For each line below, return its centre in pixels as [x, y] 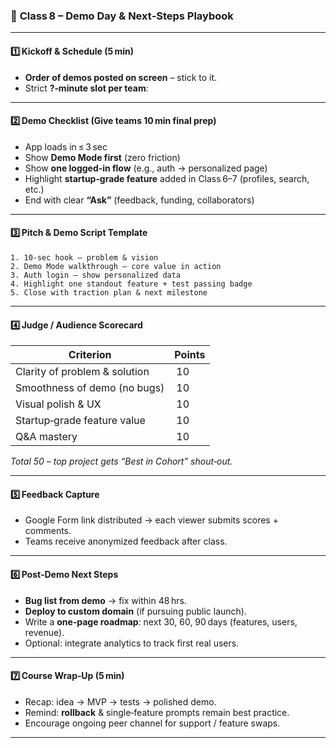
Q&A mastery [46, 437]
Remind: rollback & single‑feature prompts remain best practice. [157, 712]
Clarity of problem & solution [82, 372]
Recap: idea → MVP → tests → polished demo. [120, 701]
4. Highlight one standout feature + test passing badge [131, 284]
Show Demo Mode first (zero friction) [102, 157]
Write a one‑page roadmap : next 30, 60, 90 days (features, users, [161, 621]
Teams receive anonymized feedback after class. [126, 541]
